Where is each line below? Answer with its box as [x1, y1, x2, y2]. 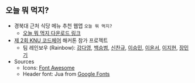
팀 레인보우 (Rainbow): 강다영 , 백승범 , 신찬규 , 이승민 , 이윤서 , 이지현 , [22, 44, 178, 51]
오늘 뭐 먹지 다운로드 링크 [22, 29, 81, 36]
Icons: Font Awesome [22, 64, 75, 71]
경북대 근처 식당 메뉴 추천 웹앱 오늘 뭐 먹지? [13, 22, 112, 29]
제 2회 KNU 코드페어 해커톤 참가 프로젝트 [13, 37, 108, 44]
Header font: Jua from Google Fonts [22, 70, 110, 77]
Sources [13, 58, 35, 65]
